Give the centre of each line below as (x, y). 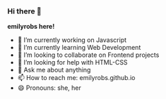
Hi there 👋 (25, 11)
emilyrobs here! (31, 27)
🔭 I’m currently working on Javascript (72, 40)
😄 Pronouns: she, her (49, 88)
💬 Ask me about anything (54, 70)
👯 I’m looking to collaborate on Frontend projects (88, 55)
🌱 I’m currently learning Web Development (79, 48)
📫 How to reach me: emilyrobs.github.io (76, 78)
